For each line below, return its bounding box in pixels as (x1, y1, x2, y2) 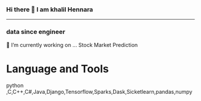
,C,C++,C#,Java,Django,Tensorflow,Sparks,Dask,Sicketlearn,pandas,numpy (6, 88, 193, 95)
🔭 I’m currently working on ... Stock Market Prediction (6, 41, 138, 48)
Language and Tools (6, 62, 109, 75)
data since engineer (6, 28, 66, 36)
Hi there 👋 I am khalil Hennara (6, 5, 93, 14)
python (6, 81, 24, 89)
